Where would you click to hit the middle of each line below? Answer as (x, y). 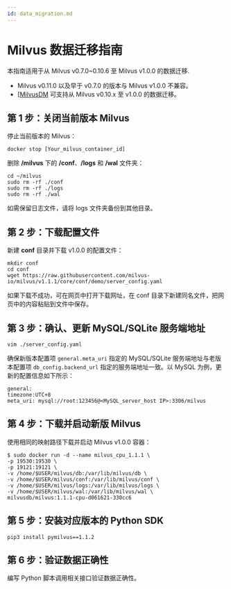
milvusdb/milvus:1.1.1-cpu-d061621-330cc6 (69, 497)
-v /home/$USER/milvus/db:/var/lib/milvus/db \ (77, 473)
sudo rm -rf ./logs (35, 188)
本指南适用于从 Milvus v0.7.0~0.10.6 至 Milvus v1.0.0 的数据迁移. (98, 71)
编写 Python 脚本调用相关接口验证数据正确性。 (74, 578)
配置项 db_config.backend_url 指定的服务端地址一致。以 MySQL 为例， (114, 367)
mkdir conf (23, 264)
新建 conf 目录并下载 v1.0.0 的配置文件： (65, 250)
